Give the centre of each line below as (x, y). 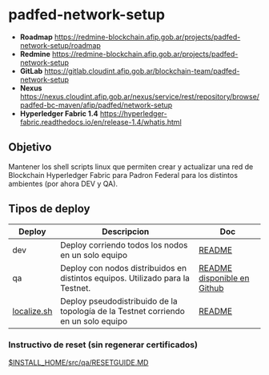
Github (211, 288)
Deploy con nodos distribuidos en (123, 268)
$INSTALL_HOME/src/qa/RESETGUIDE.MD (78, 362)
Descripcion (126, 232)
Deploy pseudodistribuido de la (118, 300)
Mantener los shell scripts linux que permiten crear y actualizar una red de (131, 167)
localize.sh (32, 311)
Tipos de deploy (49, 209)
